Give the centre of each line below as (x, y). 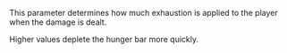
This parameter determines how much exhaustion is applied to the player (144, 13)
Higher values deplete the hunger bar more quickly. (104, 39)
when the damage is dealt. (58, 22)
